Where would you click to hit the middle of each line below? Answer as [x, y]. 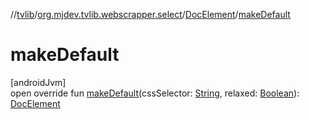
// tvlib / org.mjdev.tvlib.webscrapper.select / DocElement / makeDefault [150, 14]
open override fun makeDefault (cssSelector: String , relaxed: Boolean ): [155, 93]
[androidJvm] [38, 82]
